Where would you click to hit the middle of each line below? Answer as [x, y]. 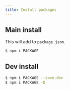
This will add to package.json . [35, 42]
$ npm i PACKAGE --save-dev [34, 78]
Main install [24, 30]
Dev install [22, 66]
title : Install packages [31, 10]
